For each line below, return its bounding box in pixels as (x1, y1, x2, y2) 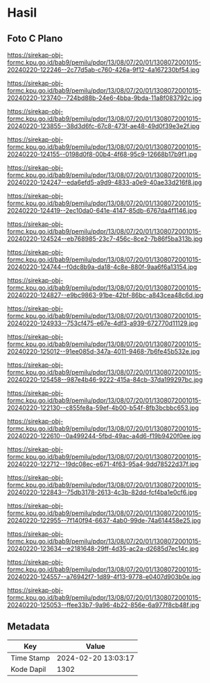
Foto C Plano (7, 33, 63, 44)
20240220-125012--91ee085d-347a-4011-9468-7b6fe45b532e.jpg (7, 347, 200, 355)
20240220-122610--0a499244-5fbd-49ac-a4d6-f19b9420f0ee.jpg (7, 432, 201, 440)
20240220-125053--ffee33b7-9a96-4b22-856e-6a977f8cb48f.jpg (7, 601, 200, 609)
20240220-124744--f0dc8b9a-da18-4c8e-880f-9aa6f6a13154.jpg (7, 263, 198, 271)
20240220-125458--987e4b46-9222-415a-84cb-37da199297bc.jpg (7, 376, 203, 383)
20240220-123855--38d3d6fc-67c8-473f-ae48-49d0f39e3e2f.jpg (7, 122, 200, 130)
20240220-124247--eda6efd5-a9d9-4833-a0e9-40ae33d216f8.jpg (7, 178, 202, 187)
